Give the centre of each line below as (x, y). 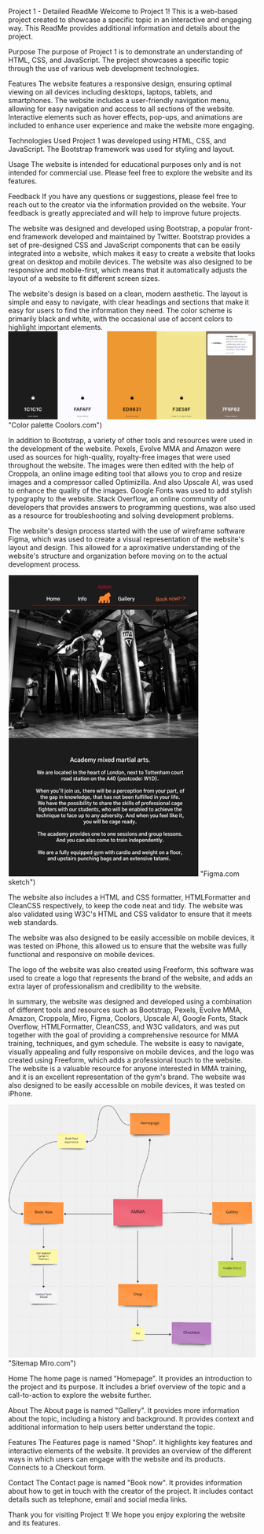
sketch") (22, 882)
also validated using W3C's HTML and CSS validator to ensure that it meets (130, 914)
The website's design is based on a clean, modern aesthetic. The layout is (128, 294)
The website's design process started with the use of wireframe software (127, 530)
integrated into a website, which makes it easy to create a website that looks (132, 253)
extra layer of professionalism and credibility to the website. (105, 986)
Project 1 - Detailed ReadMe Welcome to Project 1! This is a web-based (123, 11)
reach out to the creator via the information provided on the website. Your (127, 205)
